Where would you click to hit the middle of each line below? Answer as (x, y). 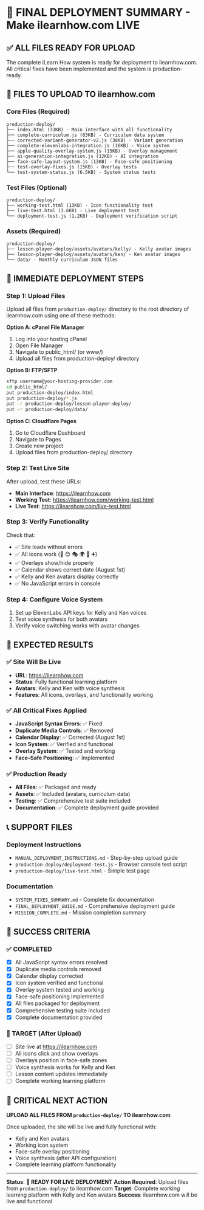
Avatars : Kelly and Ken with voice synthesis (70, 688)
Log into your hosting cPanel (51, 339)
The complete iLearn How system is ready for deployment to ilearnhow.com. (102, 62)
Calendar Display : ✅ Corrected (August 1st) (70, 738)
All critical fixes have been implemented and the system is (79, 69)
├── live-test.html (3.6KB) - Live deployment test (73, 210)
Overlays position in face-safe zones (61, 1060)
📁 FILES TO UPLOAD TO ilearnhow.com (81, 95)
